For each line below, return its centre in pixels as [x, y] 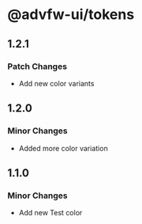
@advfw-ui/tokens [71, 15]
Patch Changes [37, 66]
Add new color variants [56, 83]
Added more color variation [63, 148]
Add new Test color [50, 213]
